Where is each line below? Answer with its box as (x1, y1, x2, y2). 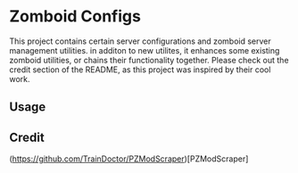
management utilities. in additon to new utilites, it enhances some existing (9, 45, 280, 55)
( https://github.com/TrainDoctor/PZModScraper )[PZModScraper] (9, 153, 249, 164)
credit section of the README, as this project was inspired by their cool (9, 64, 271, 75)
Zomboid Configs (9, 6, 141, 27)
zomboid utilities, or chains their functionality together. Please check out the (9, 54, 289, 65)
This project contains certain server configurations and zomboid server (9, 36, 271, 46)
